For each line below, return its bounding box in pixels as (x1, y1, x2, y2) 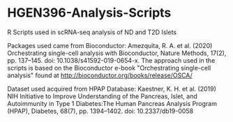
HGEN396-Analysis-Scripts (7, 5, 172, 21)
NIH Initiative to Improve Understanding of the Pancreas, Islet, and (7, 92, 197, 100)
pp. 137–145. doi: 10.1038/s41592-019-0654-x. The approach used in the (7, 56, 216, 64)
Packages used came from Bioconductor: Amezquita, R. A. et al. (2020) (7, 41, 213, 49)
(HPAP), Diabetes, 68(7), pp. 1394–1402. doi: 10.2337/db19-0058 (7, 107, 194, 115)
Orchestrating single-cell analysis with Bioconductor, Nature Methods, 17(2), (7, 49, 227, 57)
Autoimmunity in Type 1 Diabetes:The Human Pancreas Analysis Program (7, 99, 218, 107)
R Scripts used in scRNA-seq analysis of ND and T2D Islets (7, 28, 176, 36)
